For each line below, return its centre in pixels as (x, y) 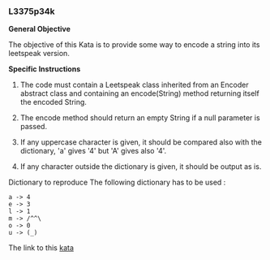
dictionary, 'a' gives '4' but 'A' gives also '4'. (93, 151)
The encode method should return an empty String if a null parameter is (140, 118)
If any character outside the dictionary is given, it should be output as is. (141, 167)
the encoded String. (54, 102)
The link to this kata (41, 248)
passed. (33, 127)
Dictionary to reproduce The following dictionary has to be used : (117, 182)
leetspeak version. (39, 54)
